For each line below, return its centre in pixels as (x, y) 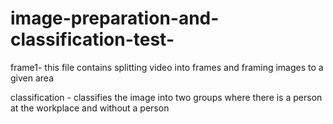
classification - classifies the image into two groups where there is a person (166, 97)
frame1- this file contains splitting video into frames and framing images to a (167, 67)
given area (32, 78)
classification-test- (92, 39)
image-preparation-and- (115, 18)
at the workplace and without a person (90, 108)
